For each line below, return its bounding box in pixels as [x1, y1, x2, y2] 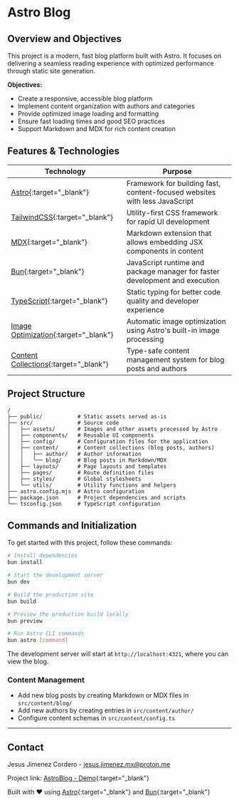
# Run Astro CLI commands [7, 630, 84, 638]
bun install [7, 559, 43, 566]
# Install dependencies [7, 552, 78, 559]
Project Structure [7, 388, 85, 400]
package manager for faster [126, 266, 221, 276]
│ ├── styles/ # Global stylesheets [7, 475, 142, 482]
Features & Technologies [7, 145, 119, 157]
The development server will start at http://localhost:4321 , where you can [7, 650, 229, 658]
